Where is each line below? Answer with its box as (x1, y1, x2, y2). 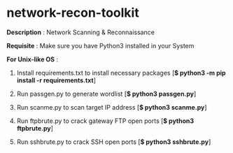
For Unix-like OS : (6, 54, 59, 64)
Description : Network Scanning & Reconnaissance (6, 28, 155, 36)
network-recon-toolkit (6, 5, 139, 21)
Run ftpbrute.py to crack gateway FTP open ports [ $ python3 (16, 117, 195, 125)
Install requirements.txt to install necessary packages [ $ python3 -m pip (16, 68, 226, 77)
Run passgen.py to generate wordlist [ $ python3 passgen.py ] (16, 89, 197, 98)
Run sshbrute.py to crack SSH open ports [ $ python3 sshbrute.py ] (16, 138, 211, 146)
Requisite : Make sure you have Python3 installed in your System (6, 41, 195, 50)
